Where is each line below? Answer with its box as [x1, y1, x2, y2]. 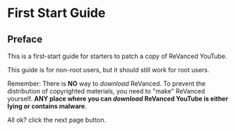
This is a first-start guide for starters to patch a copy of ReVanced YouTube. [7, 52, 227, 60]
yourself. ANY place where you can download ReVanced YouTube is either [7, 94, 229, 103]
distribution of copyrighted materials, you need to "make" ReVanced [7, 87, 205, 95]
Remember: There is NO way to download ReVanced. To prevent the [7, 79, 206, 88]
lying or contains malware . [7, 102, 87, 110]
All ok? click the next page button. [7, 115, 107, 124]
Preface [7, 33, 43, 45]
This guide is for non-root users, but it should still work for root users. [7, 66, 210, 74]
